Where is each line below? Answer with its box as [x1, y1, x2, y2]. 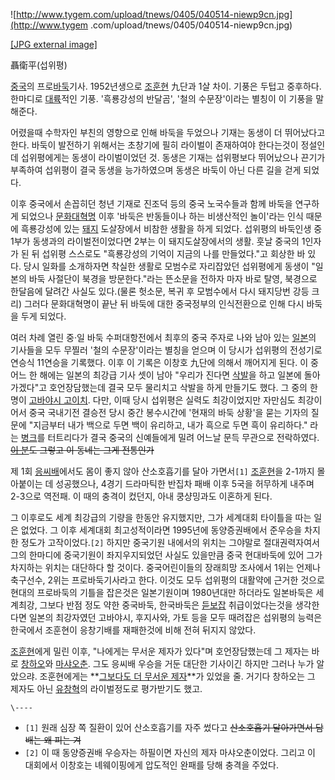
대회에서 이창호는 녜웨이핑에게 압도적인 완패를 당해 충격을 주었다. [24, 759, 279, 771]
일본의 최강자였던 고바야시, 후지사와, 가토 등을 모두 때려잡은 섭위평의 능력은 [28, 612, 323, 623]
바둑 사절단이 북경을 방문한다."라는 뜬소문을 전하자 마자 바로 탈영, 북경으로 [28, 273, 318, 284]
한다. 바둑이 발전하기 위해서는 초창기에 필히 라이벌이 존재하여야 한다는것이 [10, 139, 299, 151]
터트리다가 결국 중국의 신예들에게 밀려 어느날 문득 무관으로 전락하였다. [47, 432, 320, 443]
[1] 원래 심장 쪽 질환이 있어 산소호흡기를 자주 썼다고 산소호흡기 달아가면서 [24, 722, 313, 733]
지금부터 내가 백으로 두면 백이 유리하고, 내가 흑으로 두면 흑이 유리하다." [33, 419, 308, 431]
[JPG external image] [10, 39, 98, 50]
